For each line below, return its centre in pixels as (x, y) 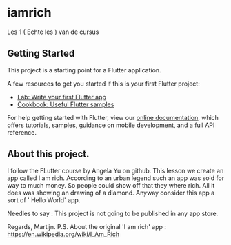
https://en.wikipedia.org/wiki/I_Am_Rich (63, 234)
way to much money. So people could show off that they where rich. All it (111, 185)
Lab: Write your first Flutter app (62, 97)
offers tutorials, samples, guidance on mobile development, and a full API (111, 125)
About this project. (48, 154)
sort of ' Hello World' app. (44, 200)
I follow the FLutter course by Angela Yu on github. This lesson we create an (115, 170)
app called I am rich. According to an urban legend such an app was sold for (116, 178)
